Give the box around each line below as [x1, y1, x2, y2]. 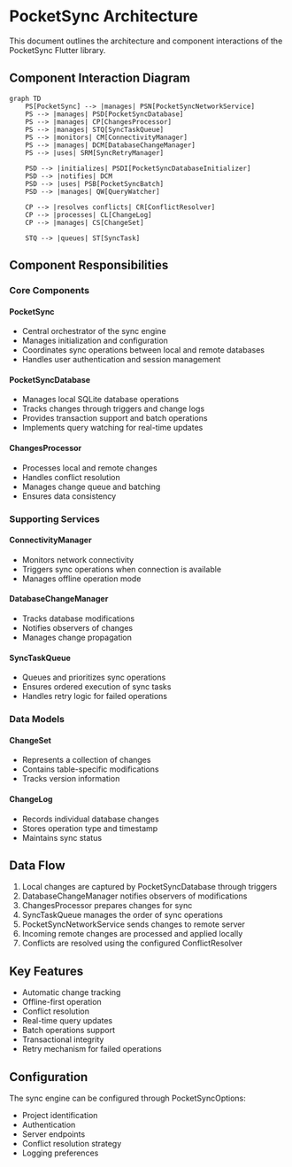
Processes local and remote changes [21, 463, 158, 473]
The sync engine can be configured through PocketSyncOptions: [9, 1093, 246, 1103]
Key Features [9, 963, 84, 978]
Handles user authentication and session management [21, 354, 221, 365]
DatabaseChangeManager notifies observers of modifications [21, 891, 248, 901]
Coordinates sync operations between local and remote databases [21, 345, 265, 355]
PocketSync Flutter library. [9, 44, 106, 55]
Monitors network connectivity [21, 554, 134, 564]
